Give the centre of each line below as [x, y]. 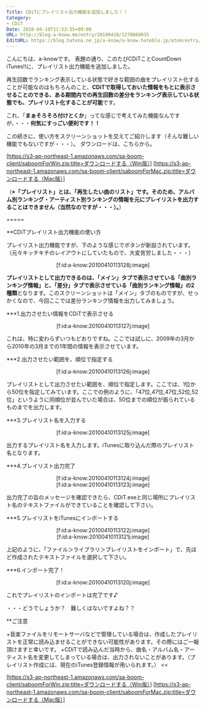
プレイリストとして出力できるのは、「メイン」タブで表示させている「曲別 [99, 278]
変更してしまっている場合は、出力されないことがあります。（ [114, 657]
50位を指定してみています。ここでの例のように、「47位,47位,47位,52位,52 [105, 392]
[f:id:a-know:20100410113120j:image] [103, 582]
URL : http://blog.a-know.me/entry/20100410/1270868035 [78, 35]
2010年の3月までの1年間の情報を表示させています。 [77, 346]
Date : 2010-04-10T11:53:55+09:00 [49, 29]
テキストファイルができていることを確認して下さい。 [90, 505]
